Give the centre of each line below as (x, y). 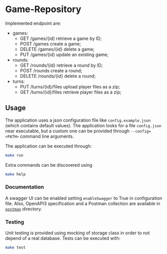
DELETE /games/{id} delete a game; (57, 49)
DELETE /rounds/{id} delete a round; (58, 76)
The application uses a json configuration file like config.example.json (78, 120)
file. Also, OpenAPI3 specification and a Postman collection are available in (83, 204)
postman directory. (24, 209)
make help (16, 174)
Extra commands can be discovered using (49, 165)
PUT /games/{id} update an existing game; (64, 55)
